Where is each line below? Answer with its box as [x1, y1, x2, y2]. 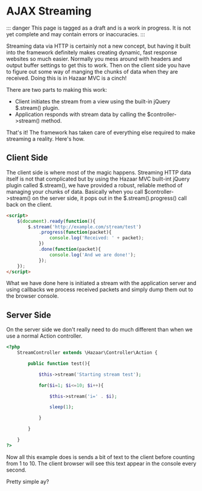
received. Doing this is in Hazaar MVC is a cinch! [6, 74, 127, 82]
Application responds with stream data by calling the [14, 111, 146, 118]
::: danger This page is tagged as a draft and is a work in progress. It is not [6, 24, 191, 31]
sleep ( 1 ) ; [49, 404, 74, 410]
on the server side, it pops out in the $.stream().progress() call [32, 194, 187, 202]
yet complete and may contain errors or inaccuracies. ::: [6, 30, 145, 37]
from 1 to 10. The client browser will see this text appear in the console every [6, 460, 197, 467]
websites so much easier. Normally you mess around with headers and [6, 55, 182, 62]
